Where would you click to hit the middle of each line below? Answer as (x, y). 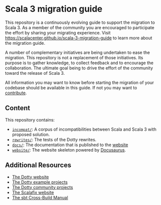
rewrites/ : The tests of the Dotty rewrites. (54, 139)
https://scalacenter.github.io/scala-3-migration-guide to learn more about (79, 38)
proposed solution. (31, 134)
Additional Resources (38, 165)
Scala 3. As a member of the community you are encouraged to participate (80, 27)
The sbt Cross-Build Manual (40, 197)
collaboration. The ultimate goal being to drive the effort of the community (79, 68)
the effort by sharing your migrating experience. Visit (58, 33)
